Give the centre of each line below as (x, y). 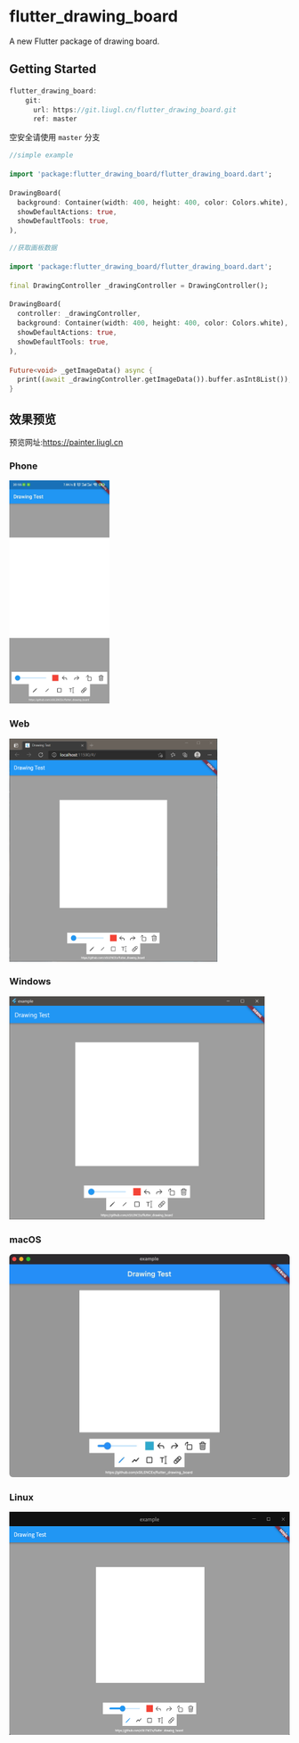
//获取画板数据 (33, 248)
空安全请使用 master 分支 (55, 137)
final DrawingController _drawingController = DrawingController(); (139, 286)
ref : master (55, 119)
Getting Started (53, 69)
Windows (30, 982)
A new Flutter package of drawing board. (85, 41)
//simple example (41, 155)
